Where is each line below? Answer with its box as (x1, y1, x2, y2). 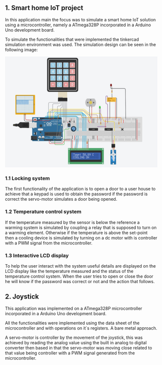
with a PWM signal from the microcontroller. (5, 240, 93, 246)
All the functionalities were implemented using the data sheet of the (5, 320, 140, 326)
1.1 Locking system (5, 175, 50, 181)
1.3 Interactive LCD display (5, 252, 69, 259)
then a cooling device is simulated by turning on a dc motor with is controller (5, 235, 158, 240)
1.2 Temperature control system (5, 208, 82, 215)
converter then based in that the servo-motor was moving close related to (5, 345, 152, 350)
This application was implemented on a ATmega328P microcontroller (5, 305, 143, 311)
